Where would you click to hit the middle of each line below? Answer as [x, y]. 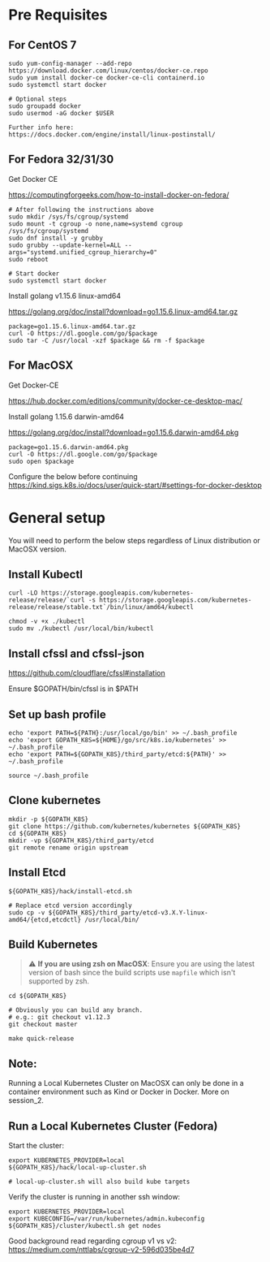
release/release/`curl [47, 600]
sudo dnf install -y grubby [56, 238]
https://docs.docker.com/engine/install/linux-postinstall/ [112, 135]
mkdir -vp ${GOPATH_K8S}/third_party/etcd [81, 841]
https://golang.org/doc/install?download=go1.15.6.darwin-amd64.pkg [124, 432]
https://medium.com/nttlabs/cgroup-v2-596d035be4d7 [101, 1250]
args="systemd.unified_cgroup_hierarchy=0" [83, 252]
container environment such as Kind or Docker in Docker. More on [119, 1092]
